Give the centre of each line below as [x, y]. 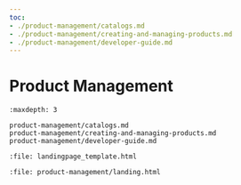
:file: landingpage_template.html [73, 157]
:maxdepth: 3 [33, 110]
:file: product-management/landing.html [85, 173]
